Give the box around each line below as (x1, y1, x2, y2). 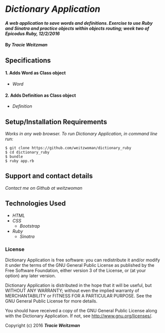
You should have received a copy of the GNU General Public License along (5, 307, 157, 313)
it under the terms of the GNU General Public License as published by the (5, 262, 155, 268)
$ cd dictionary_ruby (5, 150, 50, 155)
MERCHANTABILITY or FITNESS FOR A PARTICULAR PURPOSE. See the (5, 292, 152, 298)
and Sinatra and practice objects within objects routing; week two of (5, 25, 150, 31)
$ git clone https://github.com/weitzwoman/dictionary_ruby (5, 145, 132, 150)
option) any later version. (5, 273, 56, 279)
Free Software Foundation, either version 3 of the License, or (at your (5, 267, 146, 273)
